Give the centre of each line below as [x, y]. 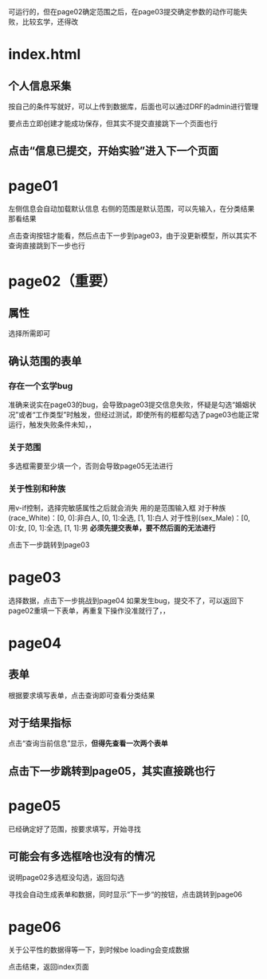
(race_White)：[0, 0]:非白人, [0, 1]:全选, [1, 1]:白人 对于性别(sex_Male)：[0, [129, 518]
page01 [33, 186]
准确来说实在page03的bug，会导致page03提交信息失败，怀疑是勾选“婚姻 [129, 405]
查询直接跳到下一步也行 [47, 246]
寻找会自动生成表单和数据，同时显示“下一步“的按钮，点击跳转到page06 [126, 894]
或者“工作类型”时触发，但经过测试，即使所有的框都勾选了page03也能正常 [139, 415]
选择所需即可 [29, 334]
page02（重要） [63, 281]
